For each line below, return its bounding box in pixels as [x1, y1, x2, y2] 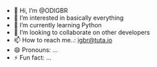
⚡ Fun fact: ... [13, 53, 52, 62]
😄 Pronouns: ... [13, 46, 59, 54]
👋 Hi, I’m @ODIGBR [13, 7, 68, 14]
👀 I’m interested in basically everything [13, 14, 124, 22]
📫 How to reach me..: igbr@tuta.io [13, 36, 112, 44]
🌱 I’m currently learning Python [13, 21, 102, 29]
